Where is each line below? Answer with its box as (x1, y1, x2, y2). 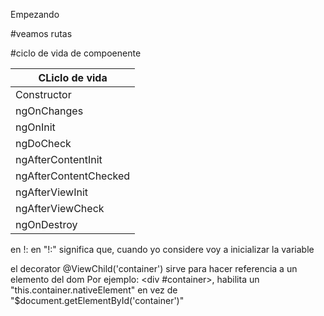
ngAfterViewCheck (15, 202, 105, 215)
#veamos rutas (10, 28, 73, 39)
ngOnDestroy (15, 218, 78, 231)
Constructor (15, 88, 72, 101)
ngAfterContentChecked (15, 169, 131, 183)
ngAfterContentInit (15, 153, 103, 166)
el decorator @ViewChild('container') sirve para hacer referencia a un (10, 263, 298, 274)
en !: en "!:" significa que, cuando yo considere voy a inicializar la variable (10, 244, 315, 255)
